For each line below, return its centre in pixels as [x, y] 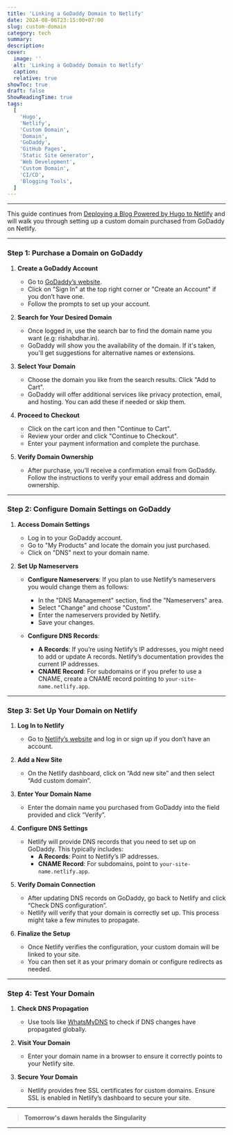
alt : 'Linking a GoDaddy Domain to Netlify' [79, 65]
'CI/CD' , [32, 175]
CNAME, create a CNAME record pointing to [101, 678]
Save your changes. [66, 622]
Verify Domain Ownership [55, 457]
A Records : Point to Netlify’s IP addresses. [98, 856]
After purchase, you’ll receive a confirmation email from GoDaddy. [122, 470]
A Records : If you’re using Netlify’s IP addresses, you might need [131, 649]
